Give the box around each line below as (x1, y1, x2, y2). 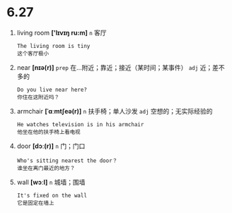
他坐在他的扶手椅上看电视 (16, 128, 81, 135)
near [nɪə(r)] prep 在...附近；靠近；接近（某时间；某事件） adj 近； (16, 63, 213, 71)
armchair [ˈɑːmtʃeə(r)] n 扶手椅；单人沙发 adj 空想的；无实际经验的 (16, 107, 213, 115)
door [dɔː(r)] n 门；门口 (16, 142, 86, 150)
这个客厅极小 (16, 50, 50, 57)
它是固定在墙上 (16, 199, 54, 207)
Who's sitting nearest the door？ (16, 157, 118, 164)
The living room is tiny (16, 42, 91, 49)
